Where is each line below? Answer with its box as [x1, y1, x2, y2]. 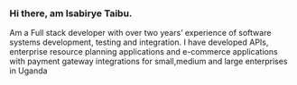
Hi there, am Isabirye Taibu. [9, 7, 133, 20]
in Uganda [9, 65, 48, 76]
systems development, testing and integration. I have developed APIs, [9, 37, 269, 47]
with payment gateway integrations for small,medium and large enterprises [9, 56, 288, 67]
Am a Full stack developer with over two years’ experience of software [9, 28, 272, 38]
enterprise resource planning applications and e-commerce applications [9, 47, 278, 57]
